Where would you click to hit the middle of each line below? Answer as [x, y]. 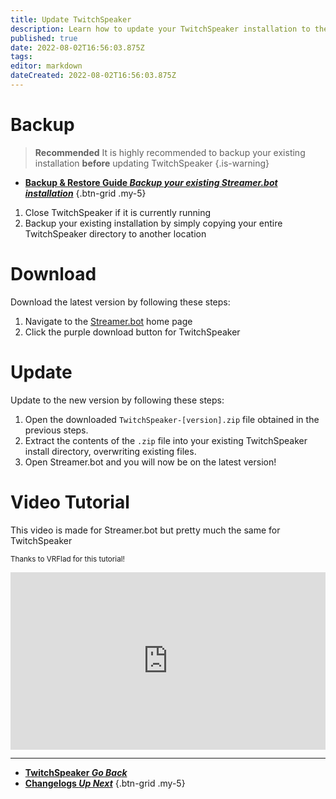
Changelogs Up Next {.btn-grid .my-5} [105, 783]
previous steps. [56, 430]
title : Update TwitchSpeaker [71, 19]
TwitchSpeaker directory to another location [115, 233]
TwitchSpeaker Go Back [76, 773]
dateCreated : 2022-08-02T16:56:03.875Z [93, 76]
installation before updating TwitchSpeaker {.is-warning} [152, 163]
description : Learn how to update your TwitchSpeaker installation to [160, 29]
